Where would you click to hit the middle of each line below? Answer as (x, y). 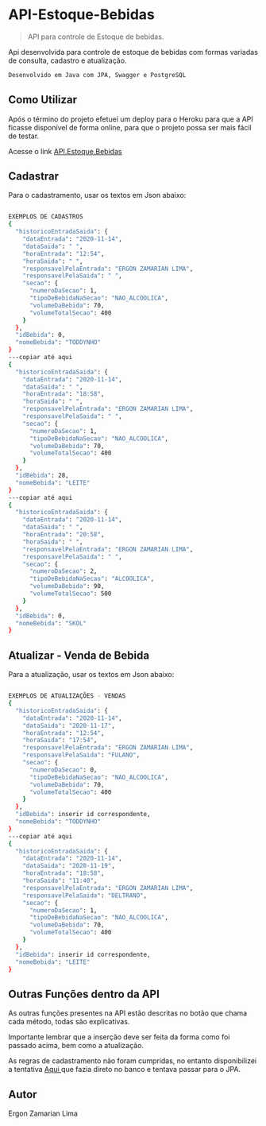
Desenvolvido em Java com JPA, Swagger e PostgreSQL (97, 75)
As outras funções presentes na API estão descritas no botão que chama (128, 1013)
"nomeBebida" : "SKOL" (51, 623)
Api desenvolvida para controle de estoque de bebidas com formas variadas (133, 52)
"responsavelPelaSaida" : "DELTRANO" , (85, 896)
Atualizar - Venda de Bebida (79, 655)
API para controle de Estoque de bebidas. (96, 37)
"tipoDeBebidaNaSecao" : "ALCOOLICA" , (92, 579)
